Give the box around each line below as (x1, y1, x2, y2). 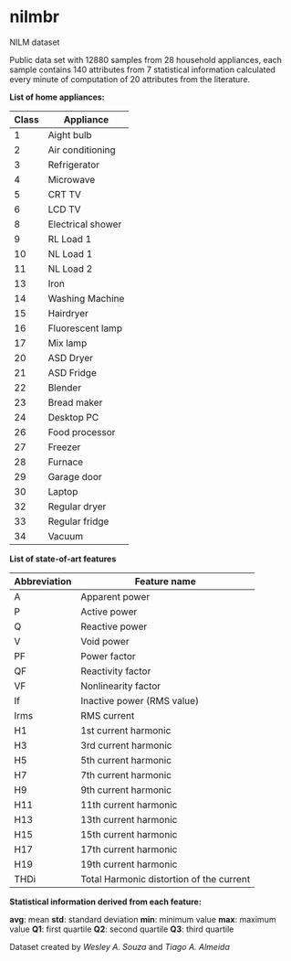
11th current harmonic (80, 798, 178, 811)
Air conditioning (47, 144, 116, 156)
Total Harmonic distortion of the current (80, 872, 251, 885)
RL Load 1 (47, 232, 92, 245)
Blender (47, 381, 82, 394)
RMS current (80, 709, 135, 721)
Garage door (47, 470, 102, 483)
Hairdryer (47, 306, 88, 319)
